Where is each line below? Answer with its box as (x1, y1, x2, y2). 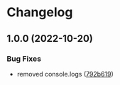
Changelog (6, 4, 73, 21)
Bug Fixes (6, 54, 42, 64)
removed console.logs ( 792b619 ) (16, 69, 114, 78)
